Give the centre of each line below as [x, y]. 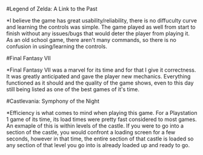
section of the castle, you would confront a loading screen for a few [91, 132]
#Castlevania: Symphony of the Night [53, 101]
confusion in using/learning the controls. [57, 46]
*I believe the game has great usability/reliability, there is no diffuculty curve [101, 20]
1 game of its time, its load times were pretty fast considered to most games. [101, 119]
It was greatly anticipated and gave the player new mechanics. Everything [98, 76]
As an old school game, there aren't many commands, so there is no [92, 40]
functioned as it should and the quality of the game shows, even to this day [100, 83]
